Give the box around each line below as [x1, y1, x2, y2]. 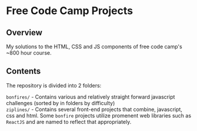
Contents [6, 66, 41, 76]
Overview [6, 28, 43, 38]
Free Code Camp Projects [6, 4, 133, 18]
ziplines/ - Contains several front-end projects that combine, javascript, [6, 106, 182, 113]
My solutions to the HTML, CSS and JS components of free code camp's [6, 43, 182, 50]
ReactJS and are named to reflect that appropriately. [6, 118, 132, 125]
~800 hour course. [6, 49, 52, 56]
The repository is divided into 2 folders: [6, 82, 102, 89]
